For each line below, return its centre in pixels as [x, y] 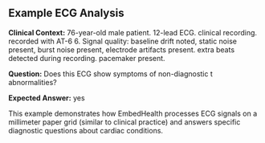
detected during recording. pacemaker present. [87, 58]
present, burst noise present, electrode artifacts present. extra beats [122, 49]
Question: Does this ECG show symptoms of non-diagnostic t [110, 74]
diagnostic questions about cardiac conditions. [86, 130]
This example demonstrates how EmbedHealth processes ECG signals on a [133, 113]
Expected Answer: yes [47, 98]
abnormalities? [33, 82]
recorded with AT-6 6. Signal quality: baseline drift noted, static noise [122, 41]
